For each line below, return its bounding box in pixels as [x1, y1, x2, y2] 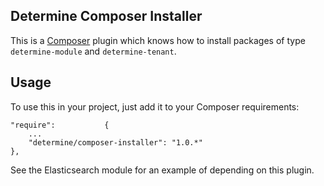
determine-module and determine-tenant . [10, 45, 177, 57]
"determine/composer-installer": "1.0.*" [28, 137, 203, 148]
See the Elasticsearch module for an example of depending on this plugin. [10, 164, 315, 176]
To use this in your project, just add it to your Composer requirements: [10, 100, 300, 113]
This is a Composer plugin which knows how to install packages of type [10, 34, 306, 46]
